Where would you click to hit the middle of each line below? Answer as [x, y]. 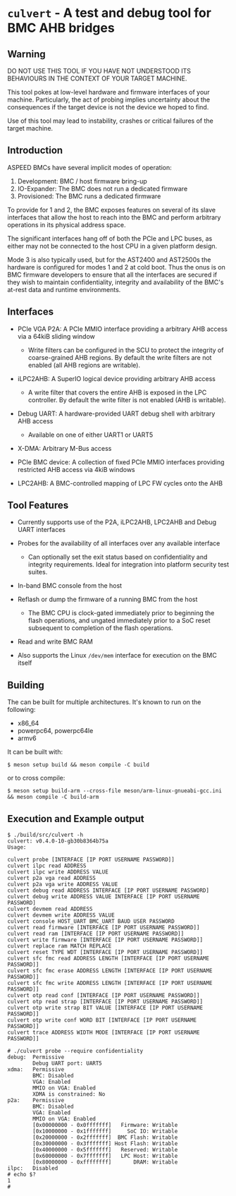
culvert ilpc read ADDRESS [47, 866]
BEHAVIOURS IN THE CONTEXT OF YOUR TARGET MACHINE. [97, 78]
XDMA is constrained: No [69, 1094]
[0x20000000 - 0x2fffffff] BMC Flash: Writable [105, 1137]
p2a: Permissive [36, 1101]
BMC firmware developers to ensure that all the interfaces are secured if [112, 274]
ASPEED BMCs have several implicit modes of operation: [90, 167]
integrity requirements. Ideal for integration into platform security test [129, 564]
